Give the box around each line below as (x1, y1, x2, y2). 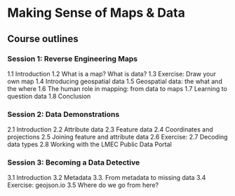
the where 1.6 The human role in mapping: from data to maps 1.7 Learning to (7, 84, 228, 92)
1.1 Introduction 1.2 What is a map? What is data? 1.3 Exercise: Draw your (7, 69, 216, 78)
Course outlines (7, 33, 79, 45)
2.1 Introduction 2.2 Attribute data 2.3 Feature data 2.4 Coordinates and (7, 125, 213, 134)
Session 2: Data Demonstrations (7, 109, 120, 119)
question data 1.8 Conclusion (7, 92, 91, 100)
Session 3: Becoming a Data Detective (7, 157, 140, 167)
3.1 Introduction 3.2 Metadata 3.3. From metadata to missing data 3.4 (7, 174, 206, 182)
